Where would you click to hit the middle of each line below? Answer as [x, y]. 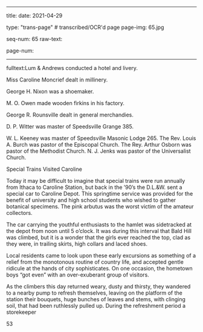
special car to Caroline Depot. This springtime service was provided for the [100, 193]
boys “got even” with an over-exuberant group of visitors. [78, 275]
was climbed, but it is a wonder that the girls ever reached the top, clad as [98, 237]
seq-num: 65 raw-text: [34, 39]
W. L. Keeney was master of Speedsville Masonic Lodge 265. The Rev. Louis [101, 138]
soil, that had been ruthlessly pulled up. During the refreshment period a [96, 306]
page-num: [20, 51]
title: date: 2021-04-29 [34, 15]
